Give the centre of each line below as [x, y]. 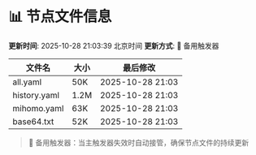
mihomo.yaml [38, 108]
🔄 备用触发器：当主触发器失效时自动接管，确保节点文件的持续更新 [139, 142]
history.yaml [36, 95]
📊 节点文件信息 [60, 17]
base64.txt [33, 121]
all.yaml [27, 82]
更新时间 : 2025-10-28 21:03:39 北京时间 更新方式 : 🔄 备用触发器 [114, 45]
